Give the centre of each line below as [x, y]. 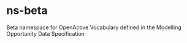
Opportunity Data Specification [45, 33]
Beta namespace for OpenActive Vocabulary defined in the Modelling [94, 27]
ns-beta [27, 11]
